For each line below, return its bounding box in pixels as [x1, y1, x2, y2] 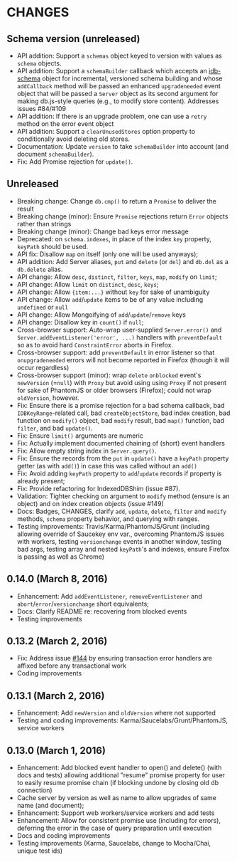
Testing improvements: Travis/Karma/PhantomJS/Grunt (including [16, 522, 210, 530]
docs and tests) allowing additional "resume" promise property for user [16, 771, 225, 779]
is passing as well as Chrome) [16, 552, 104, 561]
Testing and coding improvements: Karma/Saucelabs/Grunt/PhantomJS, [16, 716, 228, 725]
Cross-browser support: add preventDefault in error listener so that [16, 348, 215, 357]
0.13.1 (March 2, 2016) [6, 690, 105, 702]
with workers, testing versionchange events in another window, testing [16, 537, 221, 545]
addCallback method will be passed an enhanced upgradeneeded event [16, 82, 221, 90]
